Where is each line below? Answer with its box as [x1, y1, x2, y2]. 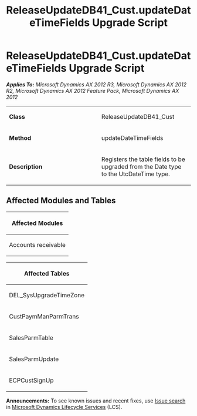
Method [9, 133, 32, 142]
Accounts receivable [9, 240, 66, 249]
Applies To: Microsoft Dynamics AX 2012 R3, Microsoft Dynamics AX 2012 [6, 80, 187, 88]
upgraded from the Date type [101, 162, 182, 170]
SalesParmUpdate [9, 355, 59, 363]
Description [9, 162, 43, 170]
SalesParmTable [9, 333, 54, 341]
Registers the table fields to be [101, 155, 186, 163]
